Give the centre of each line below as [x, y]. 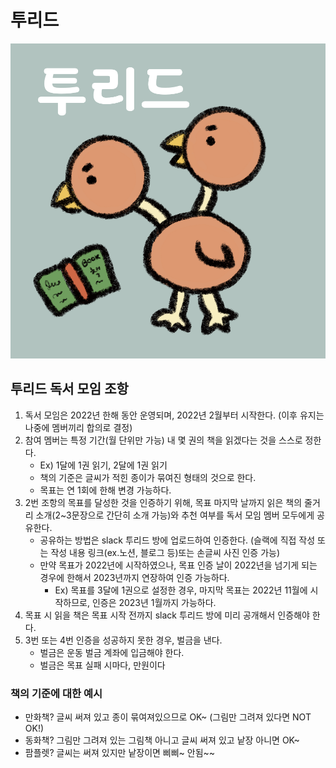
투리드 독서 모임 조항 [69, 389]
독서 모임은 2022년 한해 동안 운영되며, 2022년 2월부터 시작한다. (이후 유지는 [174, 415]
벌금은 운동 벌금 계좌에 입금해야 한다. [112, 652]
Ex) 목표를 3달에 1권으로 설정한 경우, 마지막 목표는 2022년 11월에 [181, 590]
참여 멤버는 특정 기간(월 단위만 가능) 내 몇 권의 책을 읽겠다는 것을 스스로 [163, 440]
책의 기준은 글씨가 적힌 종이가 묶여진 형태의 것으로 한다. [148, 477]
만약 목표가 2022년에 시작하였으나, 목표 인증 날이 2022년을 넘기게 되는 [178, 565]
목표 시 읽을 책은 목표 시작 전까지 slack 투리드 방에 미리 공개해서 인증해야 [167, 615]
